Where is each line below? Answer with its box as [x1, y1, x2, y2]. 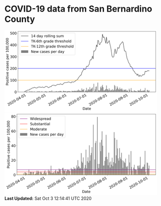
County [4, 14, 35, 25]
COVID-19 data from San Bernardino [4, 3, 153, 15]
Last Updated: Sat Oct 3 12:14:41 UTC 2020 [4, 195, 92, 202]
